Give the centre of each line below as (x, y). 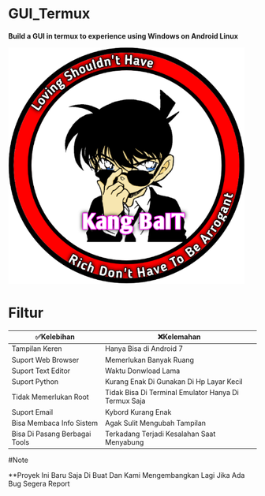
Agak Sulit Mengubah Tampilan (156, 423)
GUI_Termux (49, 14)
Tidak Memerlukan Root (50, 397)
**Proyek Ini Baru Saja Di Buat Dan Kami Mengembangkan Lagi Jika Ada (127, 475)
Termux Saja (125, 401)
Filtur (26, 313)
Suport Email (32, 412)
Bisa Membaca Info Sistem (55, 423)
